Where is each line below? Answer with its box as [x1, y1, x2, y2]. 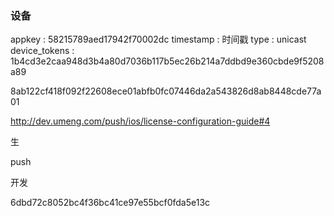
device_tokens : [10, 45, 75, 57]
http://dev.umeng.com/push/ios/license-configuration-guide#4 [10, 115, 271, 127]
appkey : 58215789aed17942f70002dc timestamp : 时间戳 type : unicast [10, 33, 307, 46]
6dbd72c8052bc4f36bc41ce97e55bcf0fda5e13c [10, 197, 211, 209]
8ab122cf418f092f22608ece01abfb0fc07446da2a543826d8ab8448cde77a [10, 85, 322, 97]
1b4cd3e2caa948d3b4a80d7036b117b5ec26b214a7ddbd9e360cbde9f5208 [10, 55, 325, 67]
